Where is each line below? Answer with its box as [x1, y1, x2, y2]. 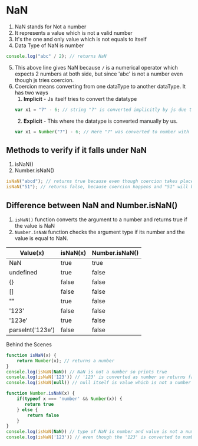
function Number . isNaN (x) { [6, 391, 75, 396]
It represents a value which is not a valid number [14, 29, 133, 36]
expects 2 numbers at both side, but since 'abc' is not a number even [14, 70, 183, 77]
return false [27, 412, 60, 418]
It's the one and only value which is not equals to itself [14, 35, 147, 42]
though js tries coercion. [14, 76, 74, 83]
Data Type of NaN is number [14, 42, 84, 49]
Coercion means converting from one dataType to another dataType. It [14, 83, 186, 90]
